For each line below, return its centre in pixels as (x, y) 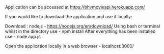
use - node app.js (23, 37)
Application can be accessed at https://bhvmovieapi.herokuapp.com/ (75, 7)
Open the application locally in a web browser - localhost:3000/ (69, 46)
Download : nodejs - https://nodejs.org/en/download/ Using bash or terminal (82, 26)
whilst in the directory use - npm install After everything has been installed (80, 31)
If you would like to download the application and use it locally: (68, 16)
